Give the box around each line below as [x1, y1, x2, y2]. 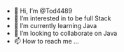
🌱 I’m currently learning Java [13, 22, 97, 30]
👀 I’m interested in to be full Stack [13, 14, 111, 22]
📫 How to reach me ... [13, 37, 79, 45]
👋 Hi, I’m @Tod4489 [13, 7, 72, 15]
